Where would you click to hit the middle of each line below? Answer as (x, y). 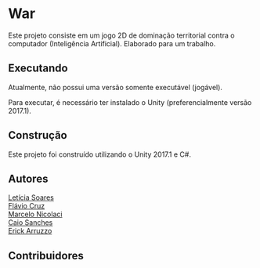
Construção (38, 135)
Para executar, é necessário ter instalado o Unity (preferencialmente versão (130, 102)
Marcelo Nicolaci (35, 214)
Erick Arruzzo (30, 231)
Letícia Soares (31, 197)
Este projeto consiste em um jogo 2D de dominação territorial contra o (121, 35)
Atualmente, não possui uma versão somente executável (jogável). (116, 87)
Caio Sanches (31, 223)
